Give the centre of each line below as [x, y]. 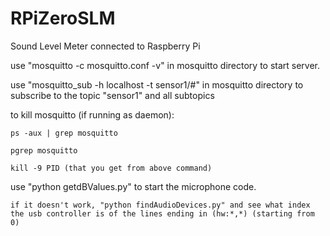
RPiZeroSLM [63, 18]
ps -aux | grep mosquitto [64, 133]
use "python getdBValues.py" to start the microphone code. [133, 186]
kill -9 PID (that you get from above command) [111, 168]
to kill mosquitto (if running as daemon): [92, 114]
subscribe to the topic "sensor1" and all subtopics [112, 95]
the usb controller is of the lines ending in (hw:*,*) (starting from [162, 213]
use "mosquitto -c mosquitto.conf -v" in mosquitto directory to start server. [165, 65]
